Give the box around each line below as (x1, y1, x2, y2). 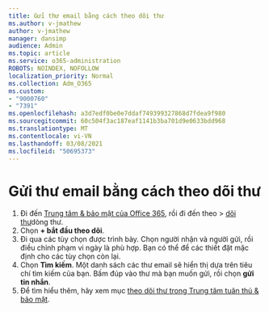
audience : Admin (8, 42, 63, 50)
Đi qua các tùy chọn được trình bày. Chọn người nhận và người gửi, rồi (19, 234, 254, 244)
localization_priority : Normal (8, 72, 114, 80)
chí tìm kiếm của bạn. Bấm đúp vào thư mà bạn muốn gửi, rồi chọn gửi (19, 268, 254, 279)
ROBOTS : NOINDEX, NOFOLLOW (8, 65, 99, 73)
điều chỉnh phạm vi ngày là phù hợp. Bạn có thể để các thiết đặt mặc (19, 243, 249, 253)
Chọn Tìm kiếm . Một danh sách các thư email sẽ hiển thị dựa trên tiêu (19, 260, 253, 270)
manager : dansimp (8, 34, 67, 43)
